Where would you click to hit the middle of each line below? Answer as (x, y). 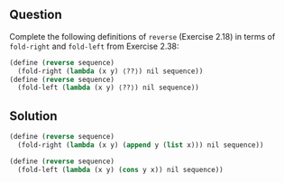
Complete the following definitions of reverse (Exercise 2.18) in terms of (142, 36)
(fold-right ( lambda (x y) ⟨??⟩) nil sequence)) (110, 71)
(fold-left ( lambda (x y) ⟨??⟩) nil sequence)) (109, 88)
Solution (33, 116)
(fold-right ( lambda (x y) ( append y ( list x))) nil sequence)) (141, 145)
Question (36, 15)
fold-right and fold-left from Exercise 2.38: (94, 46)
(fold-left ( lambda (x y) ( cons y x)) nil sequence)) (120, 169)
